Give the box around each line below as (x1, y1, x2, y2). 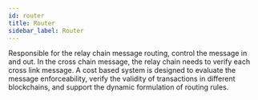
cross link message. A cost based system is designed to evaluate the (8, 66, 236, 75)
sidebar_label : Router (8, 26, 84, 34)
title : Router (8, 19, 56, 27)
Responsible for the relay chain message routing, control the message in (8, 49, 248, 58)
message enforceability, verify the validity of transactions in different (8, 74, 236, 84)
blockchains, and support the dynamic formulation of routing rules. (8, 82, 229, 92)
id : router (8, 11, 45, 20)
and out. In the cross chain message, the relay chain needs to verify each (8, 57, 251, 66)
